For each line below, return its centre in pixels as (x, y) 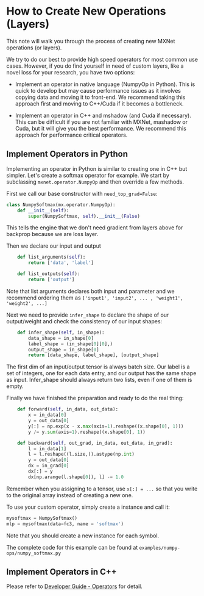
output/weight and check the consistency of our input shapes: (84, 321)
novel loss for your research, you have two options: (71, 72)
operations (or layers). (34, 48)
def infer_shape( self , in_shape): (61, 332)
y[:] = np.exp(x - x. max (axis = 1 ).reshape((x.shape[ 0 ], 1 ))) (106, 426)
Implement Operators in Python (67, 154)
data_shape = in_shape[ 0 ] (61, 338)
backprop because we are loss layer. (52, 234)
